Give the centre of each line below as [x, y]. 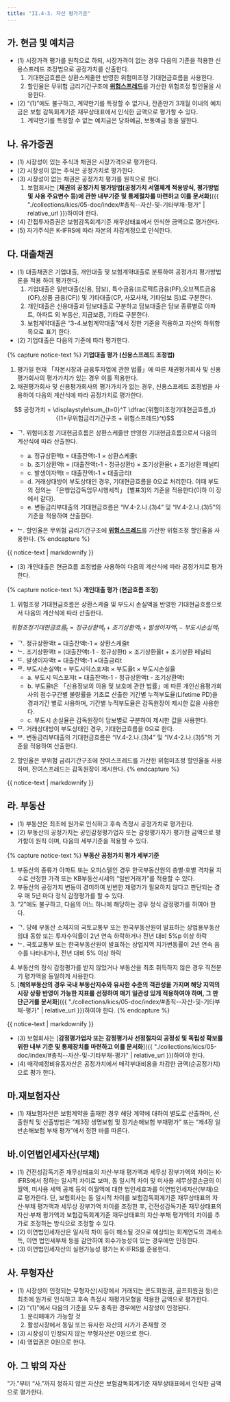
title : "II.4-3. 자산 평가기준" [49, 13]
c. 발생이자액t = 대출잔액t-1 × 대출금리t [79, 473]
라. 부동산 [26, 806]
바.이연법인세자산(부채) [54, 1154]
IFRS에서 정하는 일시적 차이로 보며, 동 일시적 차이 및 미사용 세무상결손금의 [115, 1181]
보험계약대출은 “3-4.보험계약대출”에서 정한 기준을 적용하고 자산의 [115, 323]
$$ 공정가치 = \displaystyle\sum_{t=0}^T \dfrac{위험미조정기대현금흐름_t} [115, 410]
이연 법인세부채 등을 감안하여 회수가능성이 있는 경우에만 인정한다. [113, 1240]
